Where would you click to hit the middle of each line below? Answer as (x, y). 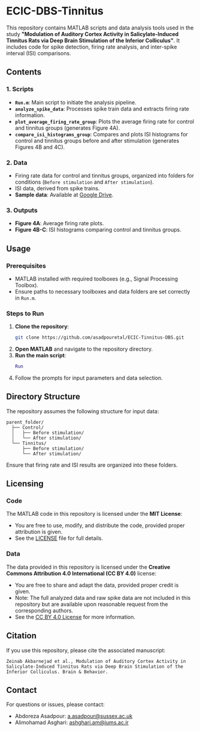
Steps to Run (25, 313)
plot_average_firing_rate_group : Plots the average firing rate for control (104, 121)
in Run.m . (25, 298)
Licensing (25, 484)
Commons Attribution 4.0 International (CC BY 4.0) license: (81, 573)
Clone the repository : (42, 327)
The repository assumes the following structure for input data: (83, 411)
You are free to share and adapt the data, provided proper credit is (97, 585)
